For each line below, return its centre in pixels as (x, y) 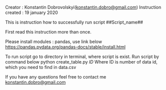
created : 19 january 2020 (32, 12)
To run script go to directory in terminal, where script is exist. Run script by (82, 56)
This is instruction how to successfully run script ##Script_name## (74, 22)
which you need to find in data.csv (41, 67)
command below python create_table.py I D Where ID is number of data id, (81, 62)
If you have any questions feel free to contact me (56, 77)
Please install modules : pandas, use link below (54, 41)
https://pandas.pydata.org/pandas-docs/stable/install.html (65, 47)
